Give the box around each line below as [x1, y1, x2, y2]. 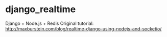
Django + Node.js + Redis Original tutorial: [5, 20, 94, 26]
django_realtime [5, 4, 76, 15]
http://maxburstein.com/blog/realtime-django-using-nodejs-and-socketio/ [5, 25, 162, 31]
